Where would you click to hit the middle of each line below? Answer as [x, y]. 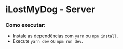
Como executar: [25, 25]
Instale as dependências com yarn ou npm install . [65, 36]
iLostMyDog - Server [50, 9]
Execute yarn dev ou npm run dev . [48, 41]
